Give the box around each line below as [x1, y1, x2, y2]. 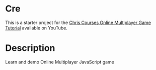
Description [5, 42, 55, 54]
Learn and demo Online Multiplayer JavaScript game [5, 58, 115, 65]
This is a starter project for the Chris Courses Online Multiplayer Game [5, 19, 151, 25]
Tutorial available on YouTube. [5, 24, 68, 30]
